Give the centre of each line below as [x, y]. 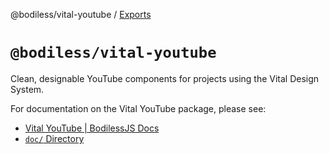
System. [27, 89]
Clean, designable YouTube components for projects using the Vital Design [165, 78]
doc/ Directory [54, 138]
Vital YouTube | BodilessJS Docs [92, 128]
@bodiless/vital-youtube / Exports [81, 14]
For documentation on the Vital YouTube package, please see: [138, 108]
